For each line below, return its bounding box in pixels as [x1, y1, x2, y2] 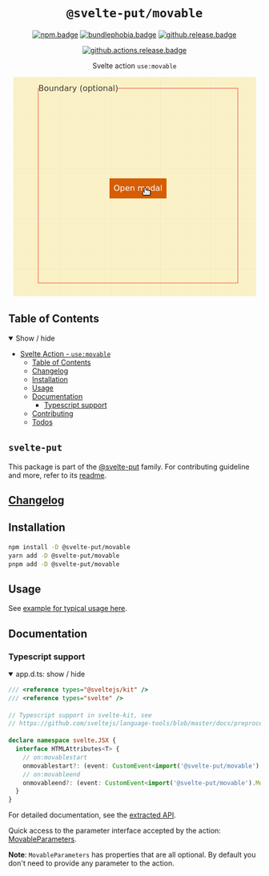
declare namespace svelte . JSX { [8, 736, 116, 745]
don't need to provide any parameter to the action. [8, 858, 175, 868]
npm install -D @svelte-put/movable [8, 543, 130, 551]
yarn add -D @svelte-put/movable [8, 552, 120, 560]
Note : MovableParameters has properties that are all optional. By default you [8, 850, 256, 860]
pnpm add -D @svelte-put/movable [8, 560, 120, 568]
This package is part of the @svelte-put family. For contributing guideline [8, 462, 250, 471]
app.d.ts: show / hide [15, 669, 86, 678]
